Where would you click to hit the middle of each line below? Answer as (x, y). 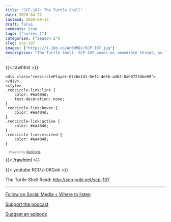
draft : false (19, 24)
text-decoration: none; (40, 99)
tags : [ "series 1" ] (26, 34)
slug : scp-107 (20, 43)
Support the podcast (27, 204)
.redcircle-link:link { (31, 90)
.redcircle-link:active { (33, 121)
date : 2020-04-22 (24, 15)
